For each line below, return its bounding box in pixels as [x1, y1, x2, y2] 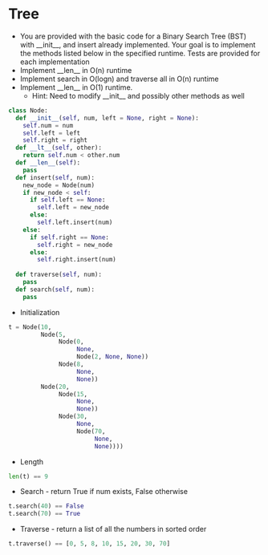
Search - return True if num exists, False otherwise [19, 487, 189, 496]
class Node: [8, 106, 48, 115]
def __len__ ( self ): [15, 159, 81, 167]
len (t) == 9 [8, 472, 48, 480]
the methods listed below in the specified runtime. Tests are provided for [19, 48, 261, 58]
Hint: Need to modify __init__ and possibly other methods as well [31, 91, 245, 100]
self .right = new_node [37, 241, 113, 249]
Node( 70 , [76, 427, 106, 435]
